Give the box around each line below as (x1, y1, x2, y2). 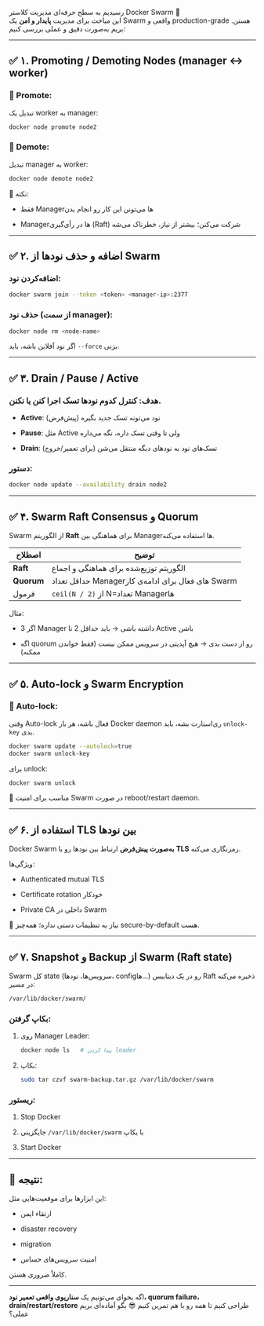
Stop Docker (20, 1112, 61, 1122)
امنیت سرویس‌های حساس (20, 1255, 97, 1264)
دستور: (9, 463, 33, 474)
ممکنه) (20, 647, 41, 657)
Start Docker (20, 1143, 62, 1152)
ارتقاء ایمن (20, 1209, 52, 1218)
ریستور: (9, 1094, 36, 1105)
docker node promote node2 (9, 123, 97, 131)
